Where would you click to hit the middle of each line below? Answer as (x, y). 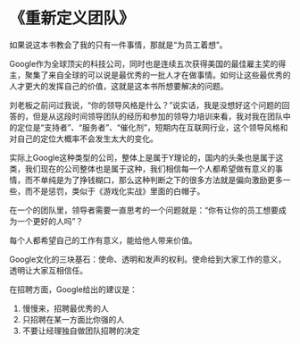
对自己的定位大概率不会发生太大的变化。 (83, 138)
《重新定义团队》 (72, 18)
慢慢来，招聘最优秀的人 (65, 308)
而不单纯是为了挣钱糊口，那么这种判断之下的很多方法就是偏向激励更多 (154, 180)
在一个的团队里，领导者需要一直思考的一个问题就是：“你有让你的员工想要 (144, 210)
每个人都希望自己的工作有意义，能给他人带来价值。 (103, 240)
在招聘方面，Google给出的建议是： (74, 289)
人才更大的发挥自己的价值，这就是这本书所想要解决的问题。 (119, 86)
